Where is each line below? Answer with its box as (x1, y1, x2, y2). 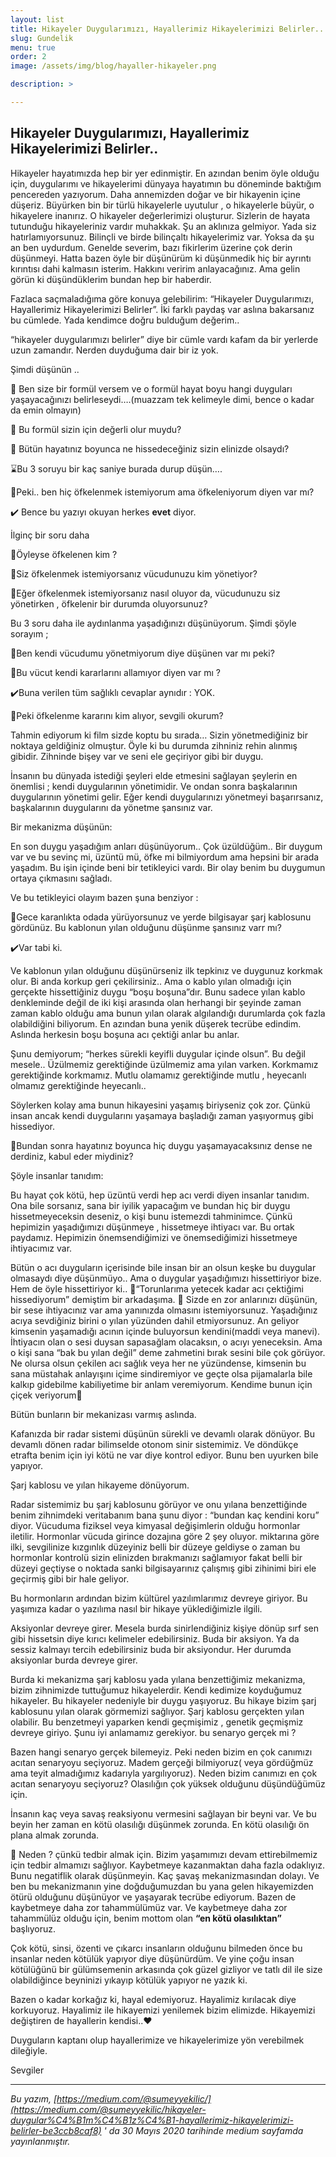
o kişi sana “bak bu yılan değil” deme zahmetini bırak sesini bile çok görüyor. (10, 1346, 326, 1358)
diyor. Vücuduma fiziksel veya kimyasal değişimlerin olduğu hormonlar (10, 1519, 301, 1531)
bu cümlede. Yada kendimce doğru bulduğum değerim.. (10, 314, 240, 326)
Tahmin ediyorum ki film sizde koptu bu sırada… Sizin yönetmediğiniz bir (10, 729, 308, 741)
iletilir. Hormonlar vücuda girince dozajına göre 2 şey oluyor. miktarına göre (10, 1530, 320, 1542)
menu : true (10, 42, 56, 53)
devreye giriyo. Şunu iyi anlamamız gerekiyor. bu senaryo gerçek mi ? (10, 1726, 297, 1738)
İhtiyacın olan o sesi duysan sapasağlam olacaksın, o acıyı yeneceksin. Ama (10, 1336, 323, 1348)
